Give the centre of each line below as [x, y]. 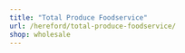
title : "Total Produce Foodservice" [78, 18]
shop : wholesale [40, 34]
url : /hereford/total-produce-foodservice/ [93, 26]
